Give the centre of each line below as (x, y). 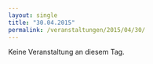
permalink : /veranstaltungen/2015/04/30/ (77, 30)
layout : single (33, 15)
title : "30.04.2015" (42, 23)
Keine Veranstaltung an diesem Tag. (66, 52)
